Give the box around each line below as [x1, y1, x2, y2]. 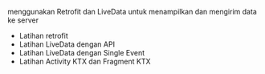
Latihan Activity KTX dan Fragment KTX [18, 56, 151, 66]
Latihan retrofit [18, 31, 69, 40]
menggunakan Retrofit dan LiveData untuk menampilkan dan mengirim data [7, 7, 258, 16]
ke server [7, 15, 39, 25]
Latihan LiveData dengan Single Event [18, 48, 145, 57]
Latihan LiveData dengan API [18, 39, 116, 49]
